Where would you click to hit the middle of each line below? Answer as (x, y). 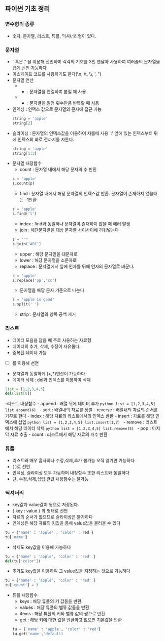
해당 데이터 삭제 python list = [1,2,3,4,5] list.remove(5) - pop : (82, 428)
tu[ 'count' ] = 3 (22, 585)
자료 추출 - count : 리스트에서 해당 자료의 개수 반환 (59, 434)
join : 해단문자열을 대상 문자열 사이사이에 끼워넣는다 (69, 230)
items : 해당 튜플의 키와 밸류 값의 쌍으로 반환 (62, 614)
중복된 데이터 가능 (29, 352)
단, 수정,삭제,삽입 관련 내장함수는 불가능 (50, 479)
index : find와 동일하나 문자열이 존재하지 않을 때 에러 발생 (75, 223)
